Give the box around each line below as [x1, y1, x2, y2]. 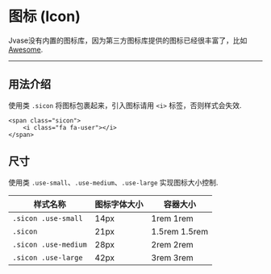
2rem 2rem [151, 239, 194, 250]
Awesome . [8, 44, 44, 54]
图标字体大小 [94, 198, 144, 210]
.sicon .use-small [12, 214, 83, 222]
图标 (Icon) [8, 7, 81, 26]
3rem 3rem [151, 251, 194, 263]
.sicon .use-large [12, 253, 83, 262]
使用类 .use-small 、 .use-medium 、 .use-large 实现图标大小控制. [8, 177, 219, 187]
